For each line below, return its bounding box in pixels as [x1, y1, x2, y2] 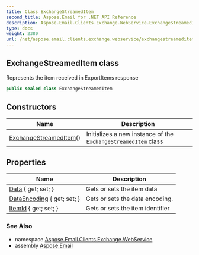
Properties [6, 157, 46, 167]
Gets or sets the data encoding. [85, 194, 174, 203]
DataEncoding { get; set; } [9, 194, 81, 203]
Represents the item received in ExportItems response [6, 74, 139, 81]
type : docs [6, 25, 33, 32]
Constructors [6, 102, 57, 112]
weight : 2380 [6, 31, 38, 37]
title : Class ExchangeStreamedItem [6, 8, 94, 15]
